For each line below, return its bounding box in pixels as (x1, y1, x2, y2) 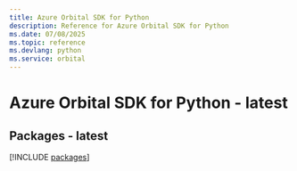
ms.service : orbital (9, 54, 87, 63)
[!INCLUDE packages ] (9, 152, 90, 162)
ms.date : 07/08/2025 (9, 29, 87, 38)
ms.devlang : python (9, 46, 82, 55)
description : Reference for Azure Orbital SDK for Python (9, 21, 229, 30)
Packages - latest (9, 128, 109, 143)
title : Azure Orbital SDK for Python (9, 12, 150, 22)
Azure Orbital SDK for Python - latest (9, 93, 288, 113)
